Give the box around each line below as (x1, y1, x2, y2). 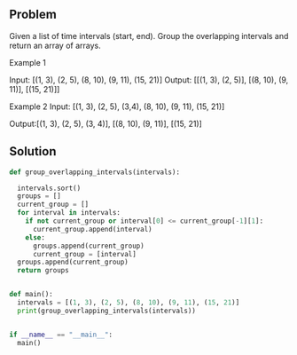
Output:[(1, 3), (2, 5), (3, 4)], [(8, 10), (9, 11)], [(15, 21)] (9, 118, 202, 129)
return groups (17, 266, 69, 275)
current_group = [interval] (32, 249, 137, 258)
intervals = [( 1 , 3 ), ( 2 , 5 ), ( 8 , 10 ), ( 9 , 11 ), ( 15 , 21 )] (17, 298, 240, 307)
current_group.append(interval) (32, 225, 152, 233)
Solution (9, 144, 57, 159)
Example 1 (9, 57, 46, 67)
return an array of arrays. (9, 40, 101, 51)
